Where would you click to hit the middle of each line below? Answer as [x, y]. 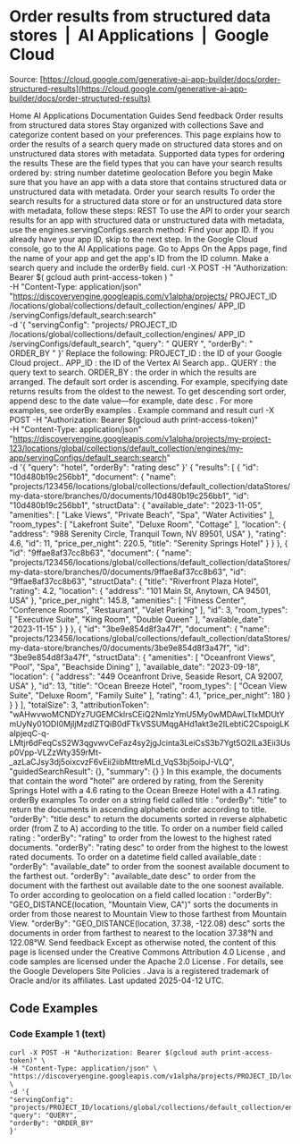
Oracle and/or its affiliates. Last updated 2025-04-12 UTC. [117, 980]
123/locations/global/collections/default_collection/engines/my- [126, 448]
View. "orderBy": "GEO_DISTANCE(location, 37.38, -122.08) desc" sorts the [147, 923]
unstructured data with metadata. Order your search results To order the [142, 191]
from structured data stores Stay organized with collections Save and [137, 125]
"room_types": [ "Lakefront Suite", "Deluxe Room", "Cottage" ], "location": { [148, 524]
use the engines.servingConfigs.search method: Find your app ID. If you [142, 229]
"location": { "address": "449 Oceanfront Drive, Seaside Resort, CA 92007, [146, 676]
